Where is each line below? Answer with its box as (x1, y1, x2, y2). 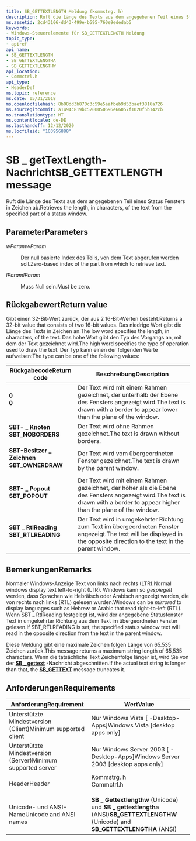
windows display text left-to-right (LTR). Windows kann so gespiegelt (6, 586, 172, 593)
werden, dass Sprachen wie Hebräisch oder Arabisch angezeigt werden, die (6, 592, 190, 600)
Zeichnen (9, 454, 36, 462)
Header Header (9, 780, 50, 788)
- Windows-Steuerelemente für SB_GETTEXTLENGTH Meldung (6, 30, 145, 36)
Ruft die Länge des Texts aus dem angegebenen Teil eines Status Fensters (6, 197, 185, 205)
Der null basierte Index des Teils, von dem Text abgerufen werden (20, 254, 179, 261)
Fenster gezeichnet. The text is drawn (78, 457, 180, 465)
